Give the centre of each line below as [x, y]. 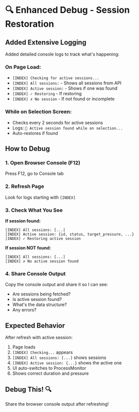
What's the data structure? [39, 305]
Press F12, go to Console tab [35, 174]
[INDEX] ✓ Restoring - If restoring [47, 94]
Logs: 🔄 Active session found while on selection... [68, 128]
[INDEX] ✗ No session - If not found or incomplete [64, 99]
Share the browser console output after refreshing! [57, 404]
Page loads [24, 347]
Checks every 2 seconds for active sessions [58, 122]
